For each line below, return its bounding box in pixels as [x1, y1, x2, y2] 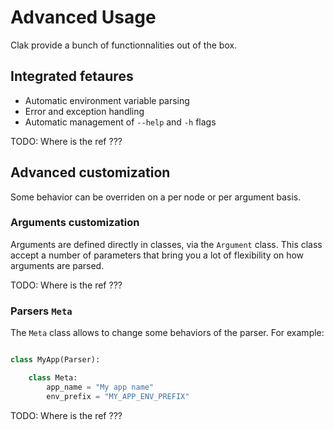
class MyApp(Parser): [10, 355, 101, 365]
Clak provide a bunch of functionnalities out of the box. [10, 39, 238, 51]
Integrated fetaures [10, 68, 134, 85]
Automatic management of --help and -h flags [24, 116, 217, 128]
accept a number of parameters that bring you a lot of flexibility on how [10, 249, 305, 261]
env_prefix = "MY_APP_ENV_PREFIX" [46, 391, 190, 401]
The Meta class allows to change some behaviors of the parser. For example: [10, 327, 325, 339]
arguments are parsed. [10, 259, 105, 271]
